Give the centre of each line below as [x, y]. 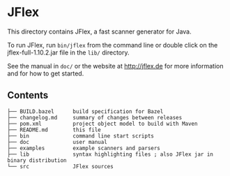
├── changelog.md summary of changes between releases [95, 117]
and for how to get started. [46, 73]
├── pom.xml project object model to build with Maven [102, 124]
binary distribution [37, 160]
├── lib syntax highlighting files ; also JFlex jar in [110, 154]
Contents [28, 95]
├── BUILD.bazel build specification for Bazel [85, 111]
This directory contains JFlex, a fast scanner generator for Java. [99, 31]
